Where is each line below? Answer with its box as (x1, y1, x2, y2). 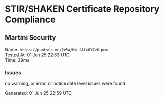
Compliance (5, 14, 56, 25)
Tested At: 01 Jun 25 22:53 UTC (5, 52, 70, 58)
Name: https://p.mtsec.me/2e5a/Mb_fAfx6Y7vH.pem (5, 47, 108, 52)
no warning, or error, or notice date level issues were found (5, 80, 126, 87)
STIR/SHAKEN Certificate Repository (5, 3, 160, 15)
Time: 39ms (5, 57, 30, 63)
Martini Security (5, 33, 56, 42)
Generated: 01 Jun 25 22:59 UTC (5, 90, 72, 96)
